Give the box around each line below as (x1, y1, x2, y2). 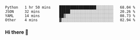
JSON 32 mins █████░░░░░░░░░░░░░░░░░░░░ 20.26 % (5, 9, 136, 14)
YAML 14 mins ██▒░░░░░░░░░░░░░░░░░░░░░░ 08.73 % (5, 13, 136, 18)
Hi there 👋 (5, 28, 29, 35)
